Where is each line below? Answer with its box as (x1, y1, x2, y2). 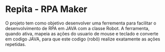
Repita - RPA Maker (5, 3, 88, 15)
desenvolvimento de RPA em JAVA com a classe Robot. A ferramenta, (5, 25, 150, 31)
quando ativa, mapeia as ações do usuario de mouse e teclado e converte (5, 30, 158, 36)
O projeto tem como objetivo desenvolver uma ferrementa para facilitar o (5, 20, 156, 26)
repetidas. (5, 41, 26, 47)
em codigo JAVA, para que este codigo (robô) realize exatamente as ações (5, 36, 160, 42)
